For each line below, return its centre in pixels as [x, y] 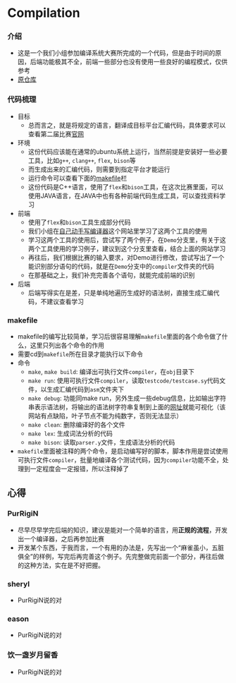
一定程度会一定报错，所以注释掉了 [79, 469]
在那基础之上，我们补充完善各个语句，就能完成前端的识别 [111, 275]
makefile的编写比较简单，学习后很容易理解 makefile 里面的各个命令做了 [119, 337]
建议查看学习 [66, 301]
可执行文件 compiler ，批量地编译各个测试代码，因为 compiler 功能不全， [120, 460]
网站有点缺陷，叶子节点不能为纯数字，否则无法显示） [105, 416]
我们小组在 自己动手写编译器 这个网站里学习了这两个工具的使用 [118, 231]
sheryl [19, 584]
